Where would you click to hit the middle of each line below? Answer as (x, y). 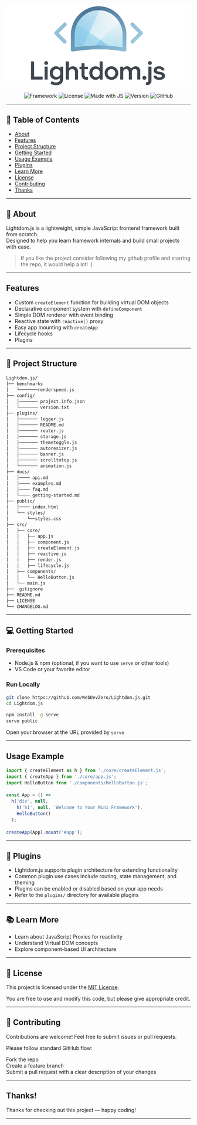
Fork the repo (23, 1059)
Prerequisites (26, 650)
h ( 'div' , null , (30, 801)
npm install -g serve (33, 715)
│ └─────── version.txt (38, 407)
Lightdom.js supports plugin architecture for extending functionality (96, 870)
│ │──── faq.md (27, 489)
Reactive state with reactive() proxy (59, 321)
